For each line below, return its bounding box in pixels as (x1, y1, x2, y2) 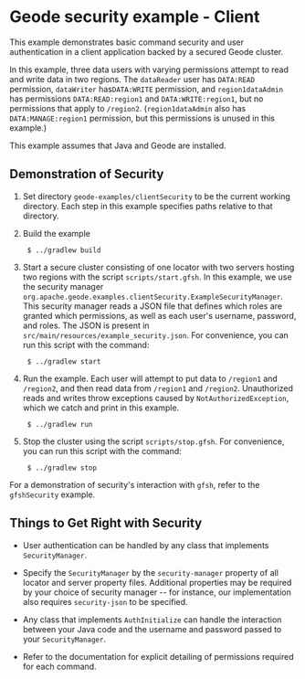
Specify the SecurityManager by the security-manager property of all (22, 567, 279, 578)
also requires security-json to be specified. (22, 596, 189, 607)
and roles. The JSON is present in (22, 320, 150, 331)
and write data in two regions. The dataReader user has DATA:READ (9, 73, 256, 84)
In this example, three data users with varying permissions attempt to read (9, 64, 289, 75)
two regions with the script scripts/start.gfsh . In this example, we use (22, 271, 292, 282)
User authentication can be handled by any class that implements (22, 539, 269, 550)
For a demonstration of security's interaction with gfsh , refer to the (9, 479, 260, 490)
